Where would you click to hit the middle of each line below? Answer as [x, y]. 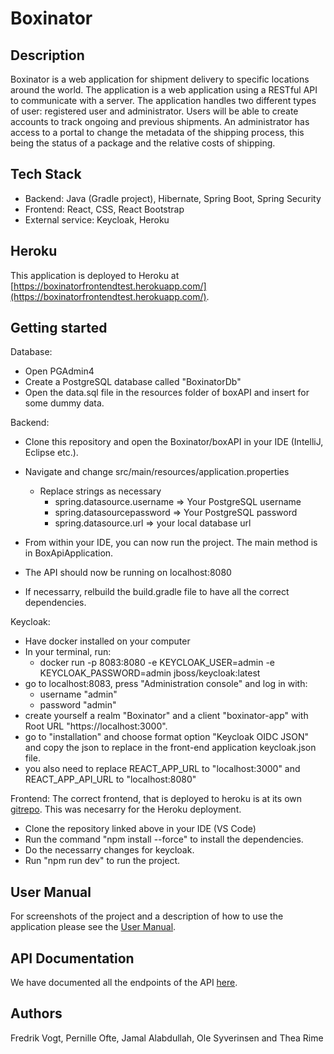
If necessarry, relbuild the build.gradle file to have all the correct [157, 592]
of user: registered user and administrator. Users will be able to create [154, 111]
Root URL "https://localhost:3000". [96, 726]
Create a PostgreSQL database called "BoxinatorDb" [133, 382]
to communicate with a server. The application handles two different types [163, 100]
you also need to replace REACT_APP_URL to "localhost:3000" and [162, 769]
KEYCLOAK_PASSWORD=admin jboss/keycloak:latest [150, 673]
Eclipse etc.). [51, 453]
